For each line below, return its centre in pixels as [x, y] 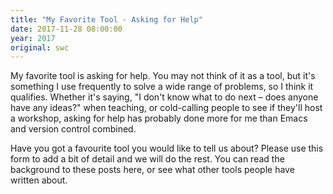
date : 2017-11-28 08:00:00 [66, 29]
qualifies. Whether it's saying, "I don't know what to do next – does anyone [164, 97]
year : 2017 [33, 38]
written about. [39, 180]
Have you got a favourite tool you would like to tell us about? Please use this [167, 148]
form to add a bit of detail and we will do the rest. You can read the [147, 159]
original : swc [40, 47]
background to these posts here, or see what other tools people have [152, 170]
